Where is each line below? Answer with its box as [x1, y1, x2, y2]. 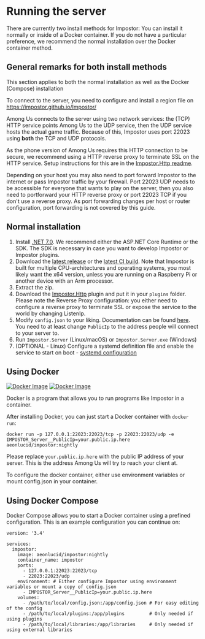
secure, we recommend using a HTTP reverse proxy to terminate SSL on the [6, 153, 199, 160]
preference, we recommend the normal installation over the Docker [6, 37, 176, 45]
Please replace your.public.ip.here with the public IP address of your [6, 453, 184, 461]
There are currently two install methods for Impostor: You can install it [6, 25, 183, 32]
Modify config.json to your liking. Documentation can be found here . [15, 316, 190, 323]
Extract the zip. [15, 283, 54, 291]
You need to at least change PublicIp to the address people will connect [15, 323, 198, 330]
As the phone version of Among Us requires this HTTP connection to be [6, 146, 188, 154]
